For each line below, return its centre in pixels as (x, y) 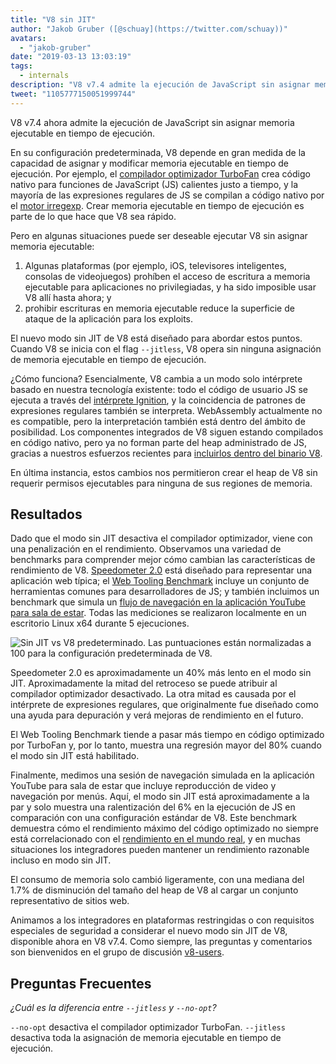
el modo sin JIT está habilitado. (75, 756)
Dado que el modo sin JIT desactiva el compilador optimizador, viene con (161, 538)
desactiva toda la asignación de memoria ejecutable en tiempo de (146, 1038)
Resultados (46, 514)
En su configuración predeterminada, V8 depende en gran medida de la (158, 152)
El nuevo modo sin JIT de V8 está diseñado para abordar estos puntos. (156, 338)
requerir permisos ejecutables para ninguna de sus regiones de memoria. (161, 483)
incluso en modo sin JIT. (61, 860)
